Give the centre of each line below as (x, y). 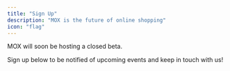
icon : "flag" (26, 26)
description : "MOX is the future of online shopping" (87, 20)
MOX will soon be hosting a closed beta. (65, 47)
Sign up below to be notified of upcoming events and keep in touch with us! (115, 60)
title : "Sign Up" (32, 14)
